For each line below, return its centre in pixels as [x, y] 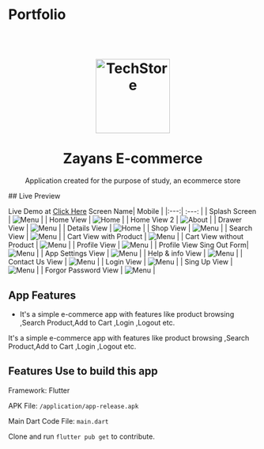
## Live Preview [34, 196]
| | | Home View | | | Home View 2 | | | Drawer [125, 220]
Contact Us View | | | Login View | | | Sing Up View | [121, 262]
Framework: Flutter [39, 390]
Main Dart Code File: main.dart [58, 420]
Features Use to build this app [83, 371]
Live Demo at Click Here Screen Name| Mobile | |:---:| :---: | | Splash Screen [132, 211]
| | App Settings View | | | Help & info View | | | [140, 253]
